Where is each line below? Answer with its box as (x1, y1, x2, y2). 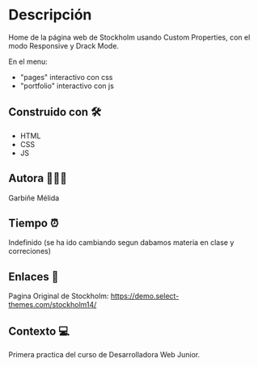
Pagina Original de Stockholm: (8, 291, 109, 301)
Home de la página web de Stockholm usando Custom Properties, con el (8, 32, 251, 42)
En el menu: (8, 57, 49, 66)
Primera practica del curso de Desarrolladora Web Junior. (8, 350, 201, 359)
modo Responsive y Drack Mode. (8, 40, 120, 50)
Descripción (8, 6, 92, 24)
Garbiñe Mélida (8, 192, 60, 203)
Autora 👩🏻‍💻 (8, 171, 67, 185)
